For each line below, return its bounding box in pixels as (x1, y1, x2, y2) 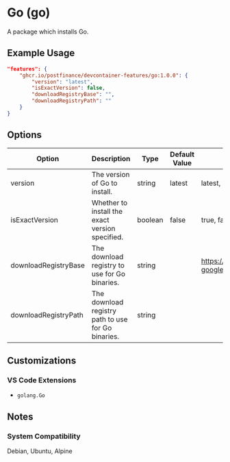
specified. (91, 232, 124, 241)
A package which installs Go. (7, 27, 89, 36)
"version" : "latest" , (31, 78, 94, 85)
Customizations (7, 354, 77, 366)
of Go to (91, 178, 118, 188)
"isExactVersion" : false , (31, 84, 106, 92)
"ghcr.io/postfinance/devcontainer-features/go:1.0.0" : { (19, 72, 188, 79)
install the (91, 206, 123, 216)
